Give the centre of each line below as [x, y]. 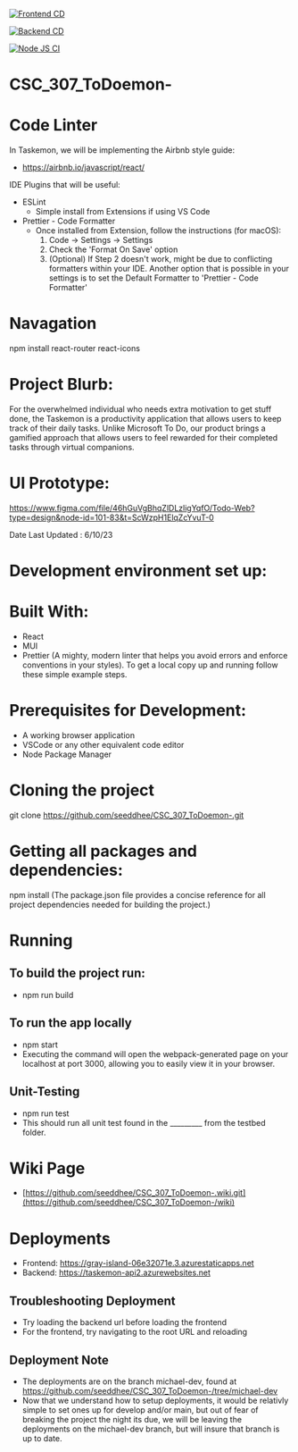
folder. [34, 1132]
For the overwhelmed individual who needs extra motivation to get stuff [141, 409]
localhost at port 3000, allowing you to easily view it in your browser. [149, 1063]
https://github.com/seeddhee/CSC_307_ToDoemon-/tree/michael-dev [150, 1391]
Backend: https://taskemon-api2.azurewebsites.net [116, 1272]
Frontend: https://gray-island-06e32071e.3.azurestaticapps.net [138, 1263]
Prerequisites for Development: [128, 711]
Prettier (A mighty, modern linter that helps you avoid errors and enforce [155, 656]
